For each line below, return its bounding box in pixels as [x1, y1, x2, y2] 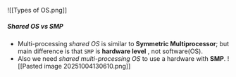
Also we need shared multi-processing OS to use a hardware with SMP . [17, 54, 226, 62]
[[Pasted [17, 62, 43, 70]
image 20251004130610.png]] [44, 62, 131, 70]
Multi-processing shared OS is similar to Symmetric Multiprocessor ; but [17, 39, 230, 48]
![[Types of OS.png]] [7, 6, 68, 14]
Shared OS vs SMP [7, 22, 63, 30]
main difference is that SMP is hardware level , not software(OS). [17, 47, 203, 55]
